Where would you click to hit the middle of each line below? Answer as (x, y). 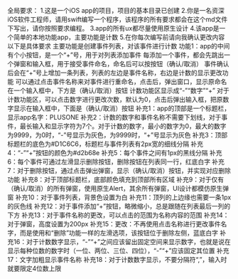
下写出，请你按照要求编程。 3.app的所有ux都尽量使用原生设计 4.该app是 (113, 28)
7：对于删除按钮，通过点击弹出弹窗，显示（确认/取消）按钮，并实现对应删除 (119, 170)
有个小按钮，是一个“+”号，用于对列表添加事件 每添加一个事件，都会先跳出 (116, 55)
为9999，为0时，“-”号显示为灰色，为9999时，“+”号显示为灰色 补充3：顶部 (118, 135)
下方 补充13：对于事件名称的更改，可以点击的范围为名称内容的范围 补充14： (118, 215)
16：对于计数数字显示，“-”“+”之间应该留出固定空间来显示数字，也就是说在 (122, 242)
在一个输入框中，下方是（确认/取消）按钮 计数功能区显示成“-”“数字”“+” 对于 (118, 90)
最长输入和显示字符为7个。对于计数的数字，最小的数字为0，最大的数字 (123, 126)
